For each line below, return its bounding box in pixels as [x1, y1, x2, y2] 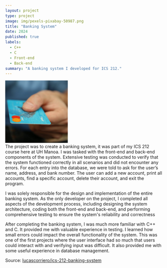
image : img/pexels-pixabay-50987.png [5, 18, 84, 23]
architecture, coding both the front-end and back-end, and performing [5, 206, 150, 212]
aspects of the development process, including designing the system [5, 201, 147, 207]
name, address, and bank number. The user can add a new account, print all [5, 170, 162, 176]
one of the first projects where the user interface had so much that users [5, 237, 155, 243]
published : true [5, 34, 39, 39]
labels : [5, 40, 21, 45]
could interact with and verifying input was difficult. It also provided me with [5, 243, 161, 249]
